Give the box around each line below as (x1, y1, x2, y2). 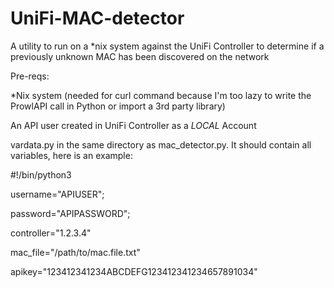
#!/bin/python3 (10, 168, 72, 181)
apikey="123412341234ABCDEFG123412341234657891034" (10, 265, 258, 277)
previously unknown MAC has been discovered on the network (10, 50, 270, 62)
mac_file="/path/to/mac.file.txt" (10, 246, 141, 258)
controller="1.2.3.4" (10, 227, 92, 239)
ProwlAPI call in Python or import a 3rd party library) (10, 100, 226, 112)
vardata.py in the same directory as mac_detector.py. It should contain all (10, 138, 312, 151)
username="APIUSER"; (10, 188, 105, 200)
